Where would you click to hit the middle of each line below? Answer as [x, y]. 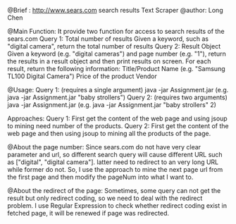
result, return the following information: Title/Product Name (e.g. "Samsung [116, 69]
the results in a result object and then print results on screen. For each [109, 61]
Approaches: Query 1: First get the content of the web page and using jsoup [117, 118]
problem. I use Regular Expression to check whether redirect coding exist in [117, 206]
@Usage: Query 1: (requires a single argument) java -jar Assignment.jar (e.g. [118, 90]
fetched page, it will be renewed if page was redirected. [88, 213]
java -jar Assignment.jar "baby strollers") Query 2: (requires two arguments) [117, 97]
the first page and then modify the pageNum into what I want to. [100, 177]
